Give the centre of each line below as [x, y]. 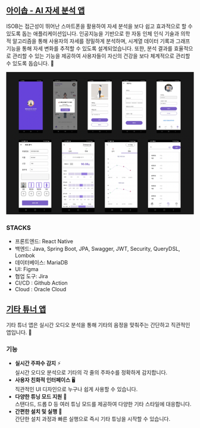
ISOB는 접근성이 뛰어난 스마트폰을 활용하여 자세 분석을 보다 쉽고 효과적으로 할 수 [99, 26]
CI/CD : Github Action [41, 283]
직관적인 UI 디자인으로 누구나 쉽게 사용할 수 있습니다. [76, 389]
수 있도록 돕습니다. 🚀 [30, 63]
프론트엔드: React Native [44, 241]
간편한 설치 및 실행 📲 [38, 411]
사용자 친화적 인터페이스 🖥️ [45, 380]
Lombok [25, 255]
